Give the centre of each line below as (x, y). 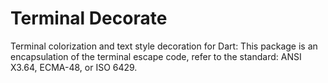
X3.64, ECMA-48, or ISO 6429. (74, 67)
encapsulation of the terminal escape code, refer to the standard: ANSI (156, 56)
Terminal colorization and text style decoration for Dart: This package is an (164, 46)
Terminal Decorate (89, 18)
